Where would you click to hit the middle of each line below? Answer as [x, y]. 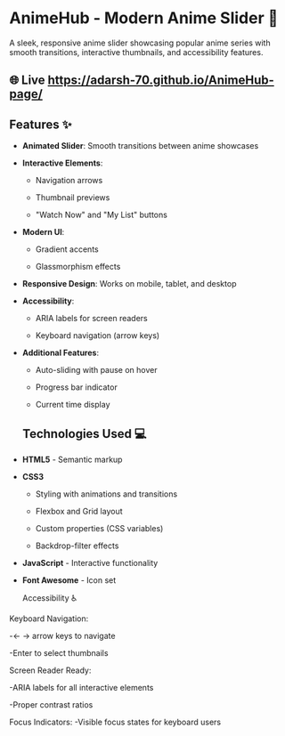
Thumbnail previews [73, 198]
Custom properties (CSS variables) [99, 528]
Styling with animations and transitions [106, 494]
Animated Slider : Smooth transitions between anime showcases [140, 146]
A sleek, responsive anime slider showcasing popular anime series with [140, 43]
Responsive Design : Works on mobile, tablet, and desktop [129, 284]
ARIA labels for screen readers [92, 319]
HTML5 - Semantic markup [72, 459]
